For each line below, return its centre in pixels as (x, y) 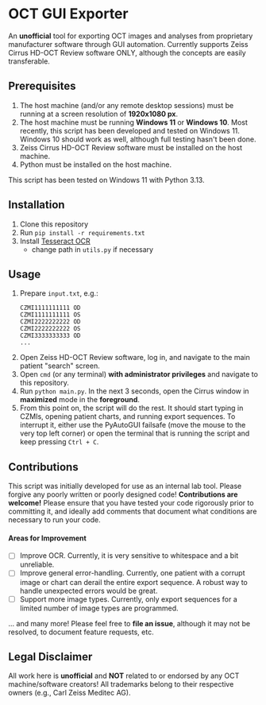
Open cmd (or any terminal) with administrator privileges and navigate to (139, 374)
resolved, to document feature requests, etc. (81, 632)
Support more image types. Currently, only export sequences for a (129, 599)
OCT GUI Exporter (68, 14)
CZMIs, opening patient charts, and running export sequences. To (127, 416)
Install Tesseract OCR (55, 241)
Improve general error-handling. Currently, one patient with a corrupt (132, 573)
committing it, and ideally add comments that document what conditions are (133, 511)
